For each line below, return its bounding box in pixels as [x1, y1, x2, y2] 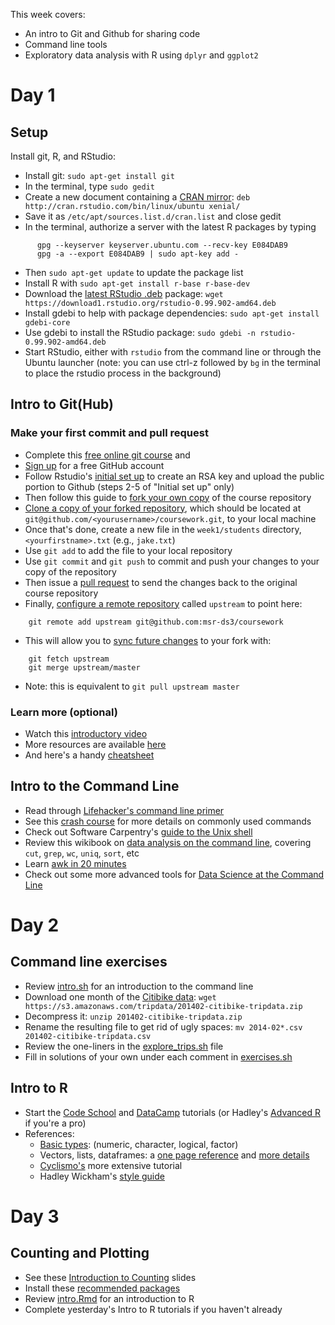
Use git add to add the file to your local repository [24, 544, 233, 556]
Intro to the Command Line [10, 778, 180, 795]
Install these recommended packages [24, 1282, 181, 1294]
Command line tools [24, 39, 108, 50]
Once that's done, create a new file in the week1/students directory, [24, 523, 302, 535]
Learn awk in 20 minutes [24, 857, 127, 869]
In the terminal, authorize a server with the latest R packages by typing [24, 221, 317, 233]
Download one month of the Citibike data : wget [24, 990, 217, 1003]
